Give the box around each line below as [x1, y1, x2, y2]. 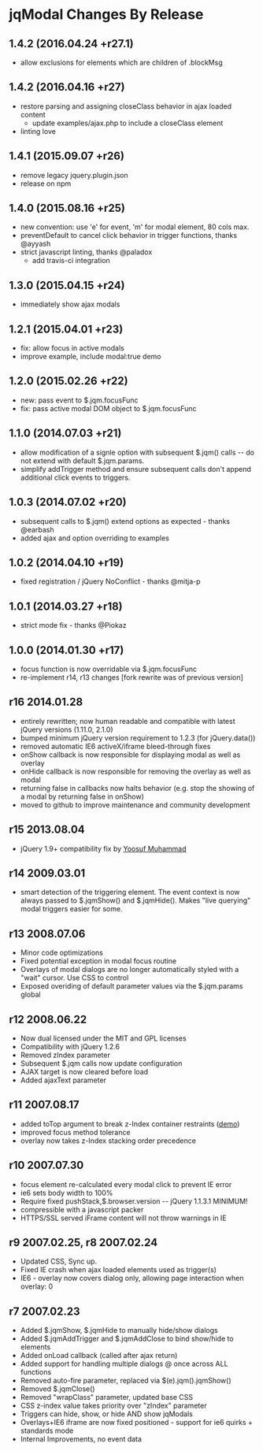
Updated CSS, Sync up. [20, 1256, 98, 1266]
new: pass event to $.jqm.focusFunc [20, 395, 139, 405]
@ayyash [20, 239, 51, 249]
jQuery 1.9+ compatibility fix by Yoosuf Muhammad [20, 844, 187, 853]
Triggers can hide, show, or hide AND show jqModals [20, 1409, 194, 1419]
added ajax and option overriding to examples [20, 533, 170, 543]
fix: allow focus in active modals [20, 343, 124, 353]
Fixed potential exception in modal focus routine [20, 956, 176, 966]
